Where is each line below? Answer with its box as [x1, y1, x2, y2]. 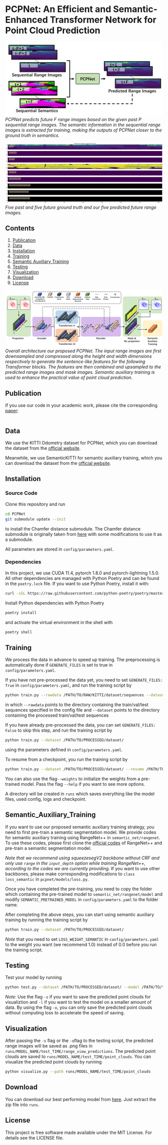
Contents [5, 224, 35, 232]
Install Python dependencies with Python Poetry [5, 600, 104, 606]
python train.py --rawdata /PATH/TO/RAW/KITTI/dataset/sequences [5, 693, 144, 698]
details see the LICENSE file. [5, 1134, 64, 1140]
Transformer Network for [49, 14, 156, 26]
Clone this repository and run [5, 501, 65, 507]
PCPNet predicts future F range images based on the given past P [5, 116, 141, 122]
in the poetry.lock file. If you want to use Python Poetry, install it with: [5, 581, 149, 587]
